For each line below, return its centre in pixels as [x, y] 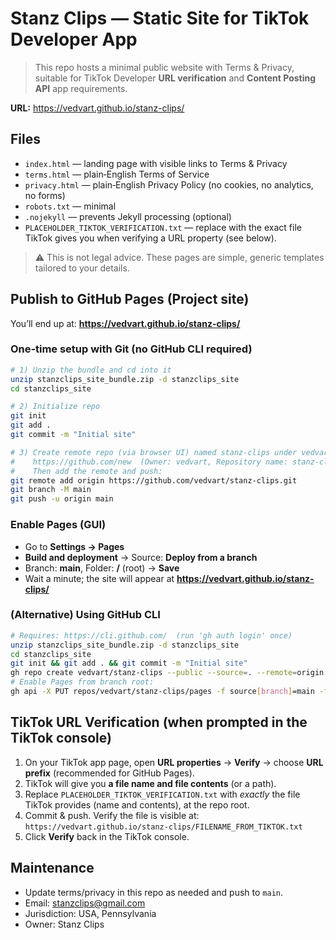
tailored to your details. [82, 268]
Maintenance [52, 868]
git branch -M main [51, 490]
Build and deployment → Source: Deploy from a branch [141, 557]
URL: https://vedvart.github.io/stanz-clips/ [97, 108]
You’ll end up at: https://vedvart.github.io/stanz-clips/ [125, 323]
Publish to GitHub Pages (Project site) [130, 299]
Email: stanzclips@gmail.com [85, 903]
